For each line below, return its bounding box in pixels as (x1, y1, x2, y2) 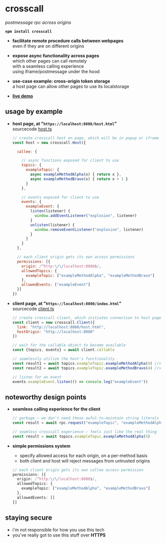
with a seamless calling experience (12, 63, 84, 69)
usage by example (5, 107, 63, 116)
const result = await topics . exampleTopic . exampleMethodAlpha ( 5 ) (12, 434, 150, 439)
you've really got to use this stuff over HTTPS (12, 532, 106, 538)
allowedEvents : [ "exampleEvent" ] (21, 282, 91, 287)
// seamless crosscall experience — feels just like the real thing (12, 429, 157, 434)
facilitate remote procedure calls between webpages (12, 38, 124, 44)
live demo (12, 93, 33, 99)
